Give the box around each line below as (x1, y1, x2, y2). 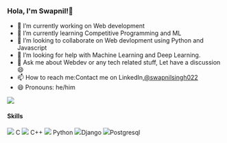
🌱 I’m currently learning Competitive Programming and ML (16, 29, 182, 37)
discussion (189, 58, 221, 67)
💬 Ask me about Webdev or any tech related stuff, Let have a (16, 58, 189, 67)
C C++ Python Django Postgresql (15, 128, 141, 136)
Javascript (16, 44, 47, 52)
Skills (7, 111, 23, 120)
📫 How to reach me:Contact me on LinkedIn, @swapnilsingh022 (16, 74, 199, 82)
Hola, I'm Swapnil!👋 (7, 6, 73, 16)
